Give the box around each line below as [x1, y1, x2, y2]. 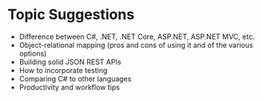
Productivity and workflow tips [18, 82, 121, 92]
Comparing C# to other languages [18, 74, 132, 83]
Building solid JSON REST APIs [18, 57, 122, 67]
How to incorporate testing [18, 65, 108, 75]
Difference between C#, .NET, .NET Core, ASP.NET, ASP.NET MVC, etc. [18, 32, 255, 41]
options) [18, 48, 47, 58]
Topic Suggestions [7, 6, 135, 24]
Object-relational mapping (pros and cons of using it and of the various [18, 40, 253, 49]
